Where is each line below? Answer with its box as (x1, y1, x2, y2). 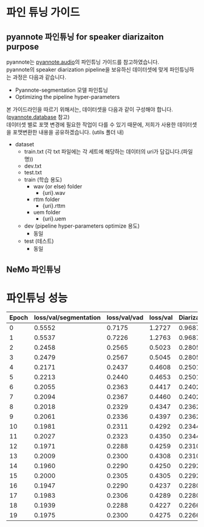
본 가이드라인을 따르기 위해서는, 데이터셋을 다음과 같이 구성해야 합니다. (6, 106, 173, 113)
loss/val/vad (106, 313, 144, 322)
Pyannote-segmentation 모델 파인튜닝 (15, 86, 108, 93)
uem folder (33, 209, 61, 216)
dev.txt (24, 162, 42, 169)
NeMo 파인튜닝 (6, 265, 61, 275)
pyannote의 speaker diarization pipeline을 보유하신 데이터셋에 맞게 (6, 66, 169, 73)
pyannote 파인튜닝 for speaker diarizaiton (6, 32, 164, 42)
